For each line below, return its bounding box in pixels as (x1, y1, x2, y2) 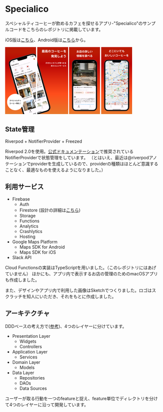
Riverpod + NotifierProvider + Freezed (5, 138, 82, 144)
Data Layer (12, 370, 34, 376)
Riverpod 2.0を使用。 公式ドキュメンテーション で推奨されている (5, 148, 134, 154)
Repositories (19, 375, 45, 381)
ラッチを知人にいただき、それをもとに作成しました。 (9, 294, 116, 299)
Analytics (19, 223, 39, 229)
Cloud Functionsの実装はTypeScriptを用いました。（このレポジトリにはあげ (5, 265, 157, 270)
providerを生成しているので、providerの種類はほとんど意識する (30, 161, 159, 167)
